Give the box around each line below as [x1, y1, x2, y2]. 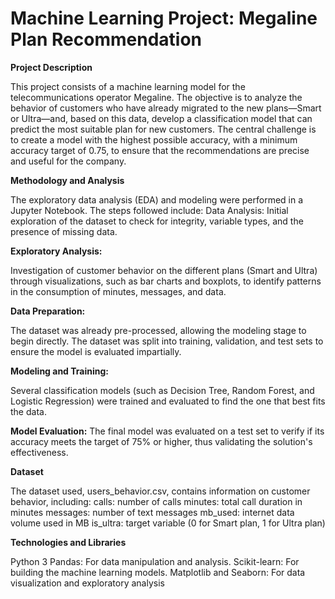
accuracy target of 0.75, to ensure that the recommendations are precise [10, 144, 310, 156]
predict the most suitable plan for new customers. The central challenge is [10, 123, 317, 135]
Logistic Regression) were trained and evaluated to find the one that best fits [10, 395, 326, 407]
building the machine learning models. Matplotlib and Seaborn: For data [10, 566, 306, 578]
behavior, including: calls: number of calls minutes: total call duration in [10, 495, 303, 507]
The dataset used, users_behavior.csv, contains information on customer [10, 485, 311, 497]
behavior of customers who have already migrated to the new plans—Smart [10, 102, 322, 114]
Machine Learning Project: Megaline [10, 7, 318, 30]
